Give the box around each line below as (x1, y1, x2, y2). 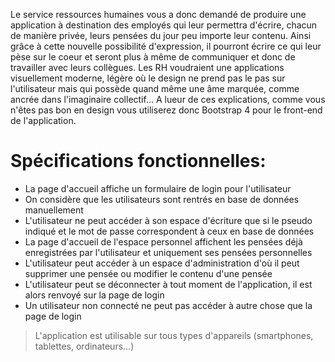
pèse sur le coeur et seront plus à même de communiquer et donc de (10, 51, 296, 63)
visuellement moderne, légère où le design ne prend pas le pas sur (10, 72, 286, 84)
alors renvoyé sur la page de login (24, 289, 165, 301)
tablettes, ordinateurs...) (34, 340, 135, 352)
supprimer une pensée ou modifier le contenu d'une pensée (24, 267, 273, 279)
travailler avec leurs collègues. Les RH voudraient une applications (10, 62, 285, 73)
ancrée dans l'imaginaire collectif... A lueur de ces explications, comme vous (10, 94, 326, 105)
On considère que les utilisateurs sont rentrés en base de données (24, 193, 300, 205)
